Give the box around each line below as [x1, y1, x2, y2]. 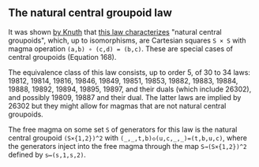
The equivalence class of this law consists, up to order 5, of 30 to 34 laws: [8, 67, 251, 77]
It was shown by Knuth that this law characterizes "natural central [8, 27, 223, 36]
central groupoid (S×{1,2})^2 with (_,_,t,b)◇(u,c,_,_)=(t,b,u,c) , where [8, 133, 247, 143]
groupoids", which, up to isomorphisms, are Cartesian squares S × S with [8, 35, 246, 45]
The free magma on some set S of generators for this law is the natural [8, 124, 238, 134]
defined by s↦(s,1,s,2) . [8, 150, 87, 159]
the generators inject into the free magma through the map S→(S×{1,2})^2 [8, 141, 247, 150]
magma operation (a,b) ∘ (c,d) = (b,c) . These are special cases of [8, 43, 234, 54]
